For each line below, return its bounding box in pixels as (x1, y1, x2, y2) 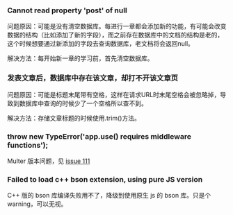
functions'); (7, 140, 49, 150)
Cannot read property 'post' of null (7, 6, 127, 15)
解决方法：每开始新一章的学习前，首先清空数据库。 (7, 54, 154, 62)
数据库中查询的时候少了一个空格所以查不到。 (19, 99, 147, 108)
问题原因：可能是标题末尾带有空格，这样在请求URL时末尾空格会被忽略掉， (7, 90, 220, 98)
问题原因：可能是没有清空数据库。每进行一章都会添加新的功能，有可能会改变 (7, 22, 227, 31)
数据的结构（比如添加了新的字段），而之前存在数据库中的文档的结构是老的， (7, 31, 224, 40)
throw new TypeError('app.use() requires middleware (7, 131, 191, 141)
